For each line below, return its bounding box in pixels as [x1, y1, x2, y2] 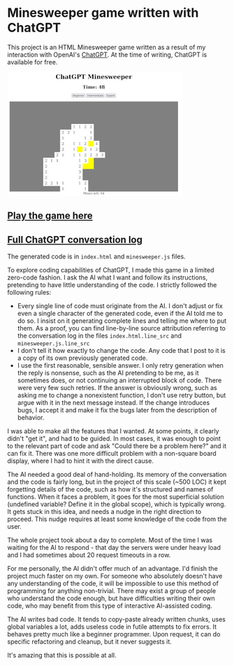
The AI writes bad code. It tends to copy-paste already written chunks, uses [7, 615, 226, 624]
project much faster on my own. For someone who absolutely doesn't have [7, 572, 223, 581]
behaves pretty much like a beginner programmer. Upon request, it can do [7, 630, 221, 639]
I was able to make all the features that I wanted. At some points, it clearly [7, 427, 219, 436]
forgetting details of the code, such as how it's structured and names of [7, 485, 214, 494]
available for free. [7, 57, 58, 66]
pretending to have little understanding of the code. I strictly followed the [7, 281, 217, 289]
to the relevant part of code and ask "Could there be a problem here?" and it [7, 442, 227, 450]
